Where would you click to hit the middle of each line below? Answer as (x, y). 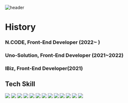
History (21, 27)
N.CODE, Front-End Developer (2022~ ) (53, 42)
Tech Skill (20, 84)
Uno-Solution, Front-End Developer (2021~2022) (64, 55)
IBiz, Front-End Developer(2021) (44, 68)
